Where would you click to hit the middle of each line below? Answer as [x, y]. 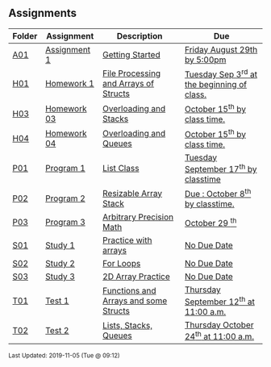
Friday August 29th [221, 49]
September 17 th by [221, 168]
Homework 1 [70, 84]
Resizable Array [132, 193]
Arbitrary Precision [138, 217]
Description [140, 35]
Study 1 [60, 245]
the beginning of [216, 85]
